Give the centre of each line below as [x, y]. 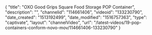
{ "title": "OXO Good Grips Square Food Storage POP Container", [70, 7]
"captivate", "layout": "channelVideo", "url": [49, 22]
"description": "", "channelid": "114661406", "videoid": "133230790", [74, 12]
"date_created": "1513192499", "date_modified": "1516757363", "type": [76, 17]
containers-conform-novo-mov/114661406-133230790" [61, 28]
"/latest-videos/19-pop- [118, 22]
